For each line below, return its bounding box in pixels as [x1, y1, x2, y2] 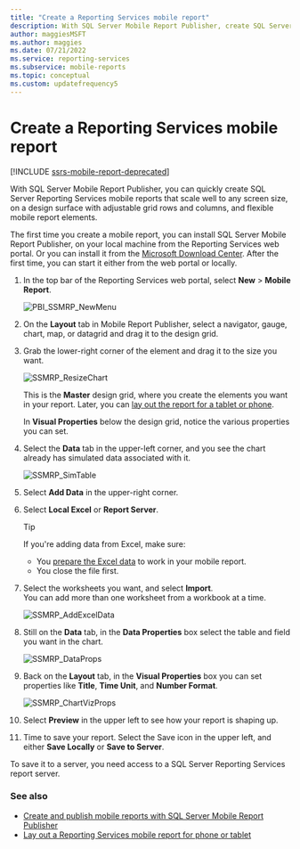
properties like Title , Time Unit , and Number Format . [22, 680, 218, 690]
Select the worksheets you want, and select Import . [22, 583, 214, 593]
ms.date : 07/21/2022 [10, 46, 87, 55]
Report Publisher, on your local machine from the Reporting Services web [10, 238, 280, 249]
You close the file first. [36, 565, 119, 576]
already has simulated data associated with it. [22, 452, 191, 463]
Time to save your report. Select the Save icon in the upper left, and [22, 731, 272, 742]
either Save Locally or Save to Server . [22, 741, 165, 752]
